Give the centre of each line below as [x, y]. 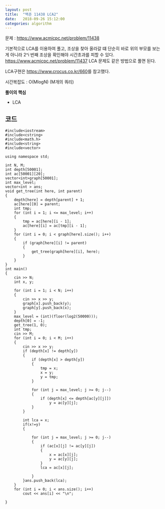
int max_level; [21, 183]
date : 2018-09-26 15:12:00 [35, 19]
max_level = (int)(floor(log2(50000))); [56, 316]
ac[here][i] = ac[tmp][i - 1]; [55, 226]
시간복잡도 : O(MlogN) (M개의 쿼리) [40, 82]
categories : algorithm [28, 23]
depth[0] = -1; [30, 321]
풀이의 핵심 [16, 92]
